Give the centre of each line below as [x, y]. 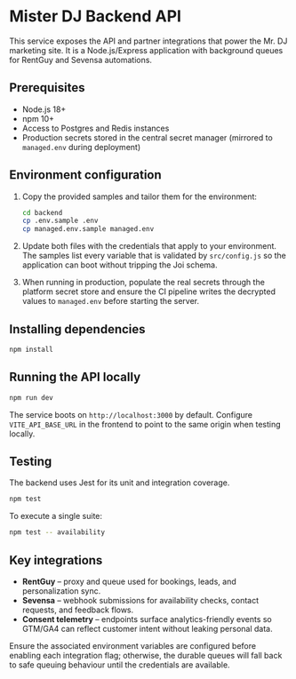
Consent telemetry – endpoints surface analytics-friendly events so [147, 619]
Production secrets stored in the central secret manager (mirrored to [147, 137]
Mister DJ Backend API [96, 16]
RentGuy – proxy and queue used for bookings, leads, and [129, 581]
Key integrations [56, 560]
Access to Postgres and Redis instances [96, 128]
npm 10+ [38, 118]
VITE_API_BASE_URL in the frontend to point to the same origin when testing [145, 424]
